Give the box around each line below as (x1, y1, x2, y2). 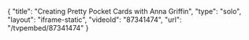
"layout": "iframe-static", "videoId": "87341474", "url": (7, 15, 182, 24)
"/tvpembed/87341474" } (7, 24, 89, 32)
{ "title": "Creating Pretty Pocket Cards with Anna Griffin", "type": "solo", (7, 7, 242, 16)
